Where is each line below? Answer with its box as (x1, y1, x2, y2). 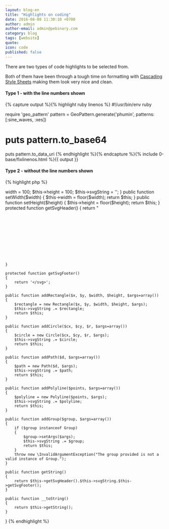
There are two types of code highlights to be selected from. (5, 64, 129, 70)
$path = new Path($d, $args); (14, 363, 78, 368)
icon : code (5, 45, 28, 50)
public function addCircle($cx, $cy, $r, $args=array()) (5, 324, 128, 329)
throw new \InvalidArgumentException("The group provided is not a (14, 452, 159, 457)
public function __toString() (5, 496, 69, 501)
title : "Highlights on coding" (5, 12, 71, 17)
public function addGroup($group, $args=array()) (5, 416, 112, 421)
